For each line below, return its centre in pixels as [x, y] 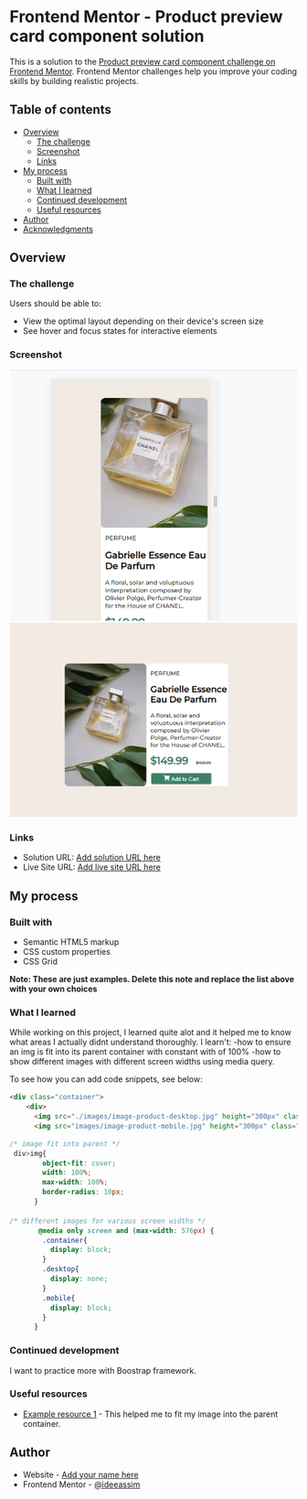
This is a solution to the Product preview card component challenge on [143, 61]
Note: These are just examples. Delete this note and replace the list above [152, 979]
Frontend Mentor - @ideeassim [81, 1484]
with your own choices [53, 989]
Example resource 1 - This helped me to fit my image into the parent [150, 1414]
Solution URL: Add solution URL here [92, 858]
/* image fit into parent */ [65, 1144]
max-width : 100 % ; [75, 1183]
